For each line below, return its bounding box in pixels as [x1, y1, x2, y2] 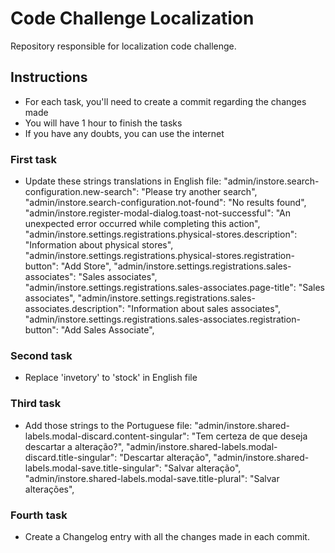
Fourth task [10, 508, 68, 522]
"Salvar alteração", [163, 462, 242, 474]
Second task [10, 348, 73, 362]
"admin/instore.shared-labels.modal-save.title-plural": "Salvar [24, 472, 280, 484]
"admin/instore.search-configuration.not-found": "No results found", [24, 197, 307, 209]
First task [10, 152, 57, 166]
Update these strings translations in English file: [24, 175, 222, 187]
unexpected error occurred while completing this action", [24, 218, 261, 230]
